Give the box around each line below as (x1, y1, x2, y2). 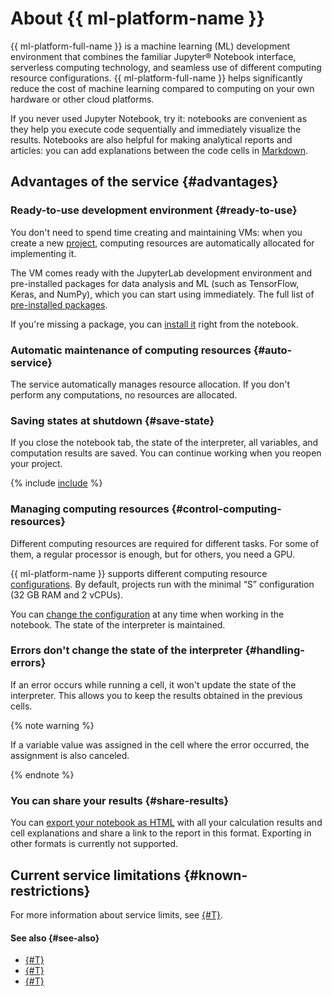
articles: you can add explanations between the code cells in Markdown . (10, 144, 309, 156)
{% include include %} (10, 477, 103, 489)
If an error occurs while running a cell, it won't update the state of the (10, 678, 297, 691)
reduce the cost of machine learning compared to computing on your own (10, 82, 315, 94)
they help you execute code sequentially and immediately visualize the (10, 123, 302, 135)
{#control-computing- (171, 502, 282, 516)
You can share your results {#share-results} (10, 793, 230, 807)
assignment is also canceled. (10, 749, 130, 761)
